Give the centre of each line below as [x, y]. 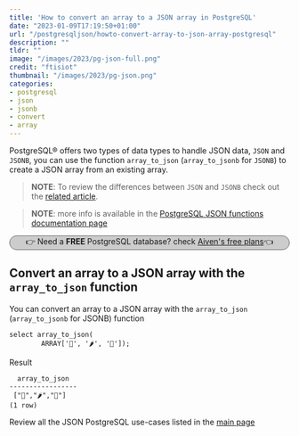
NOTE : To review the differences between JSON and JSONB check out [155, 187]
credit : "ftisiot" [43, 68]
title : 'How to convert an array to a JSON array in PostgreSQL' [133, 17]
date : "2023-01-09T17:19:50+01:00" [75, 26]
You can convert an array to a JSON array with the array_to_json [129, 308]
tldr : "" [25, 51]
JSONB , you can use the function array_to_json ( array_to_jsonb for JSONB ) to [148, 160]
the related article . [65, 196]
